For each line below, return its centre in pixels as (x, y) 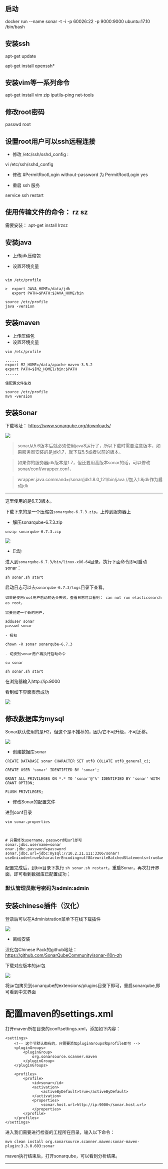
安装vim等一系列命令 (37, 83)
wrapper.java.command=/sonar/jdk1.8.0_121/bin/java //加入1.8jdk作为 (88, 480)
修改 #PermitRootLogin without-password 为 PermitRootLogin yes (80, 175)
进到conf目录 (19, 812)
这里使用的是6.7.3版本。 (30, 501)
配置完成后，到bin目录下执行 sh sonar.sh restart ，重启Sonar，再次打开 (80, 868)
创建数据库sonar (29, 752)
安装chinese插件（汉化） (44, 906)
